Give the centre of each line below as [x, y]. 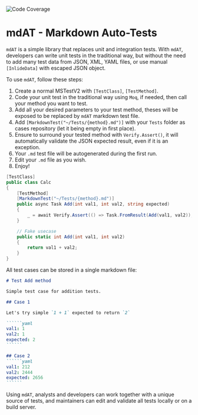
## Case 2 [18, 356]
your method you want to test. [51, 103]
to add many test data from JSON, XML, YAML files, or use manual [87, 61]
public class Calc [29, 182]
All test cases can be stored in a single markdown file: [72, 270]
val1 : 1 [16, 329]
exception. [27, 147]
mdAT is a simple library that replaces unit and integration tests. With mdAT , [95, 49]
